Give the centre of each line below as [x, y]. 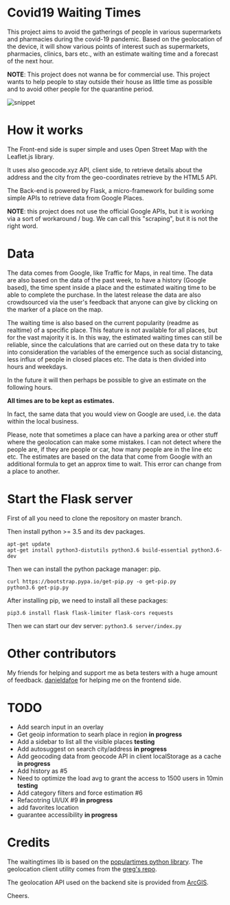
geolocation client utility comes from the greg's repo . [82, 868]
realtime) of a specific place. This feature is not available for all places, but [112, 330]
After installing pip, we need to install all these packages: [88, 600]
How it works [45, 131]
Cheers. [18, 895]
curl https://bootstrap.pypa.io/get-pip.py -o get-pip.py [92, 581]
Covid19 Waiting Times [74, 13]
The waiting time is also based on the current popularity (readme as [103, 322]
